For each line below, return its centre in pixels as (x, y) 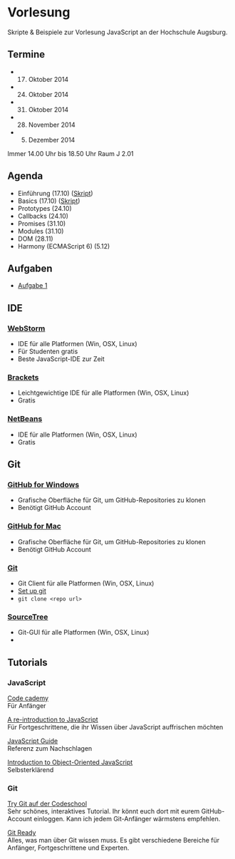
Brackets (23, 377)
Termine (26, 54)
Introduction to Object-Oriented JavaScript (70, 762)
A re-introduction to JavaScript (53, 719)
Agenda (25, 176)
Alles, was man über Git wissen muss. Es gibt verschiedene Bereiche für (113, 840)
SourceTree (28, 617)
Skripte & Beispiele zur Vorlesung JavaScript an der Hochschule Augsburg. (117, 32)
